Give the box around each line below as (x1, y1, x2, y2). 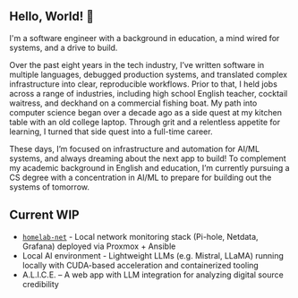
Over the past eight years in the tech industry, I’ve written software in (9, 59, 265, 70)
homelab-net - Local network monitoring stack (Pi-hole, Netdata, (21, 231, 259, 242)
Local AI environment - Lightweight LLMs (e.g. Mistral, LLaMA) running (21, 250, 285, 260)
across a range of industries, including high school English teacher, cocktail (9, 88, 288, 98)
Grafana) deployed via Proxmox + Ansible (21, 241, 176, 251)
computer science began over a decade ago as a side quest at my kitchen (9, 106, 282, 117)
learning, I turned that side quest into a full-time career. (9, 126, 213, 137)
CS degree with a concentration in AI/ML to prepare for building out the (9, 172, 272, 183)
